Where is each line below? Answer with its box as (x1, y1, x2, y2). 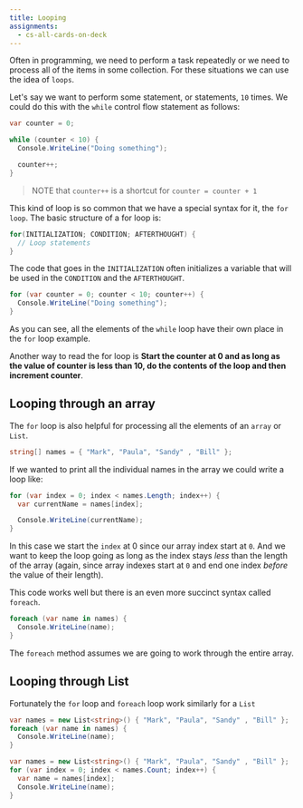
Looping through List (9, 674, 129, 689)
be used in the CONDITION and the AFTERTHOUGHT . (9, 273, 185, 284)
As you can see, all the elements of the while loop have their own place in (9, 324, 284, 334)
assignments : (9, 22, 59, 31)
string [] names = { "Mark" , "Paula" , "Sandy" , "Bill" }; (9, 447, 232, 456)
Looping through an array (9, 396, 156, 412)
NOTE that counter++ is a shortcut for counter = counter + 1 (31, 185, 258, 196)
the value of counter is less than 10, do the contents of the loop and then (9, 360, 287, 371)
